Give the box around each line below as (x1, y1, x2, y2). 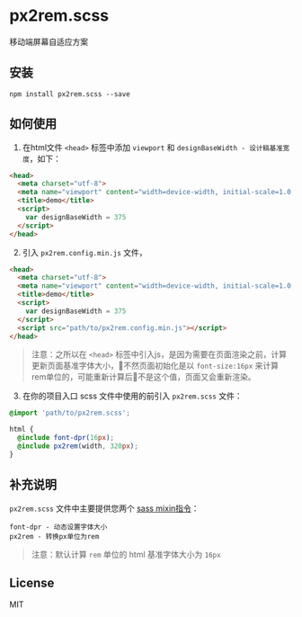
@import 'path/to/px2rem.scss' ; (9, 408, 130, 418)
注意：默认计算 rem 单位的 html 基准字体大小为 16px (31, 549, 222, 559)
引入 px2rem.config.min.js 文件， (22, 246, 147, 257)
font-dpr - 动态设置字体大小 (9, 523, 108, 532)
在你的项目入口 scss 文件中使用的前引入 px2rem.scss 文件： (22, 390, 243, 401)
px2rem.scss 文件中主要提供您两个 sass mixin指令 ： (9, 503, 200, 514)
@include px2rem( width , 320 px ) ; (17, 442, 139, 451)
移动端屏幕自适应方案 (9, 36, 88, 47)
